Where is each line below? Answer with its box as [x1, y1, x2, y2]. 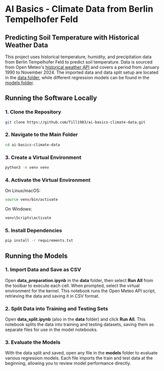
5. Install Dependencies [5, 227, 62, 234]
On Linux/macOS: [5, 188, 41, 194]
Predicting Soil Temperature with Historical [5, 33, 140, 42]
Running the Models [5, 252, 68, 260]
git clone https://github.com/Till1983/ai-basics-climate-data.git [5, 120, 146, 125]
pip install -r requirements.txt [5, 238, 73, 243]
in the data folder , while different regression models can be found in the [5, 75, 149, 80]
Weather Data [5, 41, 48, 49]
